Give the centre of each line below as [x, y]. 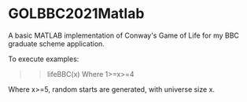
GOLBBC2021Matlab [76, 14]
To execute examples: [44, 59]
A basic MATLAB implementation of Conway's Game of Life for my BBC [124, 35]
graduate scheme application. [56, 43]
